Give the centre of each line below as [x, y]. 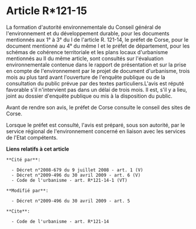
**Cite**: [18, 211]
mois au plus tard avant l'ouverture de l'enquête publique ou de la [86, 77]
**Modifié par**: [27, 190]
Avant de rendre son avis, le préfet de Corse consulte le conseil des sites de [98, 107]
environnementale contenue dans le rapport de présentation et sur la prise [96, 64]
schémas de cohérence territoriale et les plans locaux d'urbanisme [87, 52]
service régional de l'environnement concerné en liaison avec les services [96, 131]
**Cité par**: [24, 160]
